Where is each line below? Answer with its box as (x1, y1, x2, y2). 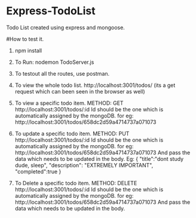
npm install (14, 46, 42, 54)
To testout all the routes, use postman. (14, 70, 110, 77)
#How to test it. (6, 35, 44, 42)
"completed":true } (14, 168, 62, 175)
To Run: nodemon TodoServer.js (14, 58, 94, 66)
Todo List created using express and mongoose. (6, 24, 125, 31)
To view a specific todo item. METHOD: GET (14, 99, 124, 107)
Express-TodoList (6, 4, 96, 18)
